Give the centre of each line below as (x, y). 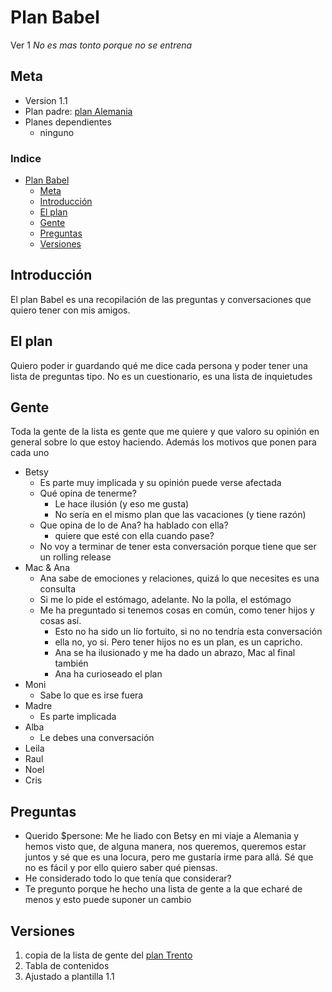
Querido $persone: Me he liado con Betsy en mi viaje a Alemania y (162, 836)
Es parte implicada (78, 717)
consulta (58, 589)
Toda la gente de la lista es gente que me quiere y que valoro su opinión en (165, 432)
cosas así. (60, 621)
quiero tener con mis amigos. (70, 310)
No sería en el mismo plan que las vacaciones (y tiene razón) (180, 515)
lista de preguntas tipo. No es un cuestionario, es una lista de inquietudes (161, 376)
